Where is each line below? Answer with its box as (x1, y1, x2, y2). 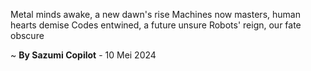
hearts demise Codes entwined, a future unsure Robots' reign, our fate (10, 19, 302, 31)
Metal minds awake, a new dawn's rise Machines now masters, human (10, 9, 301, 20)
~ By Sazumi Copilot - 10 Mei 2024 (10, 49, 157, 61)
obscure (10, 30, 45, 41)
